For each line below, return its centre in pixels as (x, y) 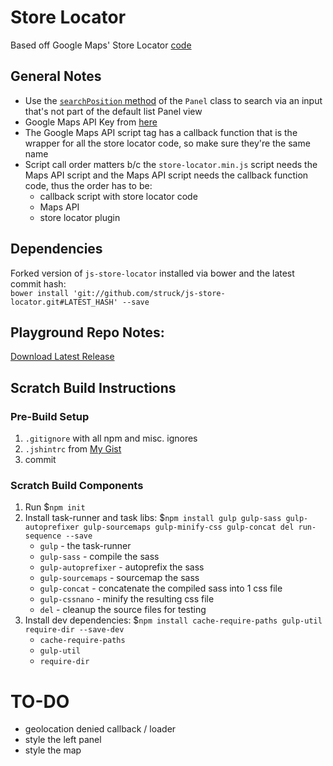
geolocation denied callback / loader (100, 729)
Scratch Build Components (77, 485)
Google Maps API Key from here (91, 122)
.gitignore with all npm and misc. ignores (111, 438)
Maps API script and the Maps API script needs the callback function (166, 175)
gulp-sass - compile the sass (99, 557)
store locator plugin (80, 217)
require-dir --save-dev (74, 630)
